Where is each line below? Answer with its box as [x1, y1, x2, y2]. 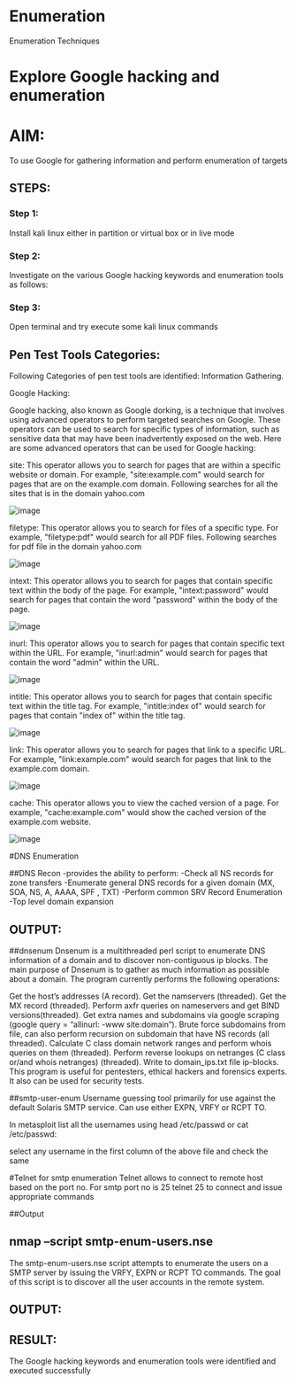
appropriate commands [9, 1191, 95, 1201]
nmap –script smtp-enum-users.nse [9, 1234, 214, 1249]
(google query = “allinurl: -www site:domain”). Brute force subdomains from [9, 1019, 286, 1030]
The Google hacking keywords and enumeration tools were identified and [9, 1356, 277, 1366]
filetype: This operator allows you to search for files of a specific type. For [9, 523, 279, 533]
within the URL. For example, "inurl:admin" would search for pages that [9, 648, 268, 658]
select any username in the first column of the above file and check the [9, 1146, 269, 1156]
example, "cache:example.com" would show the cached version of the [9, 807, 267, 818]
